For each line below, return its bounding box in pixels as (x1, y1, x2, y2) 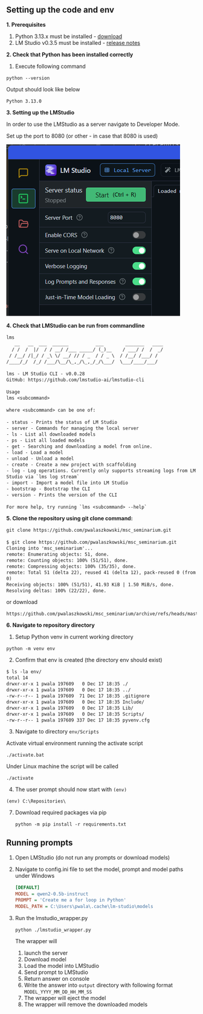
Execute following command (14, 62, 86, 70)
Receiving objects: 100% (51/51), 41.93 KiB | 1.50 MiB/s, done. (6, 582, 174, 588)
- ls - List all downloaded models (6, 431, 96, 437)
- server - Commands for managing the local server (6, 425, 139, 431)
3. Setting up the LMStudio (6, 108, 75, 116)
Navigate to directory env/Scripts (14, 727, 100, 735)
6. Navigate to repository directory (6, 621, 95, 629)
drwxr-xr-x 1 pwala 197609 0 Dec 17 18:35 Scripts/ (6, 711, 145, 717)
